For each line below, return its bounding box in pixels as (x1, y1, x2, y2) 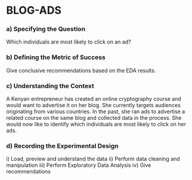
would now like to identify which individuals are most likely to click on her (6, 120, 187, 128)
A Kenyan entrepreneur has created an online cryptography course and (6, 95, 182, 103)
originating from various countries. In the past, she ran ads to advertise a (6, 108, 185, 115)
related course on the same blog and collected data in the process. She (6, 114, 182, 122)
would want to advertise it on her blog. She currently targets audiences (6, 102, 181, 109)
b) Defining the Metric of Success (6, 53, 106, 61)
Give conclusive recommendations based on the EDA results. (6, 67, 156, 74)
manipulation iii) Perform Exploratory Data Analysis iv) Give (6, 162, 151, 169)
